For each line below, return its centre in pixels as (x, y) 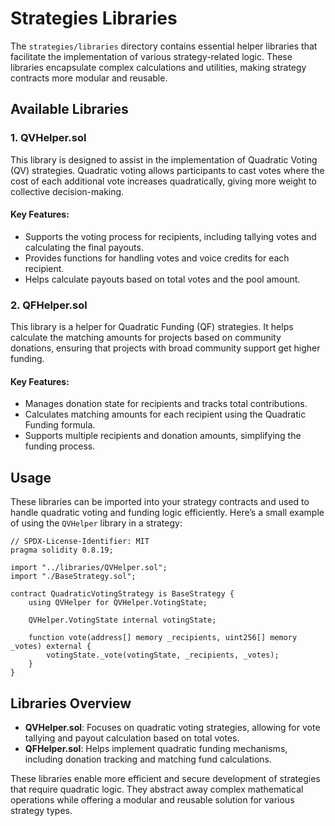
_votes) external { (51, 647)
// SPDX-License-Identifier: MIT (80, 542)
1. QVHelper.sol (48, 138)
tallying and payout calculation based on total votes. (132, 738)
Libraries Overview (71, 703)
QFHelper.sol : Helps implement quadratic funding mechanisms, (156, 748)
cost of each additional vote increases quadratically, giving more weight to (163, 181)
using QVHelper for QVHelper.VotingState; (118, 603)
